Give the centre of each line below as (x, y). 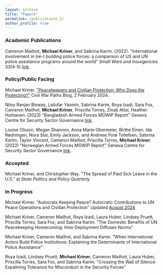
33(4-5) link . (18, 67)
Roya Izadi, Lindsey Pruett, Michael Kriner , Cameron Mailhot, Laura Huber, (80, 257)
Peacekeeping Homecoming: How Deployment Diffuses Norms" (69, 228)
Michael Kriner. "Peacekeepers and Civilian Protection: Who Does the (75, 90)
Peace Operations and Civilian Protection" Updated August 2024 (70, 207)
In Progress (19, 192)
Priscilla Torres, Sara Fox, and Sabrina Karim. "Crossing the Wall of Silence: (81, 262)
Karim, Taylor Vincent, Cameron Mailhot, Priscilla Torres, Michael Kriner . (78, 140)
